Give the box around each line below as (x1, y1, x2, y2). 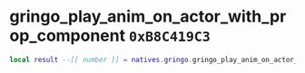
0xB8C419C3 (128, 29, 211, 46)
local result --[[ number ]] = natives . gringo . (9, 55, 193, 64)
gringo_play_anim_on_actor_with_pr (9, 6, 287, 27)
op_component (9, 25, 125, 46)
